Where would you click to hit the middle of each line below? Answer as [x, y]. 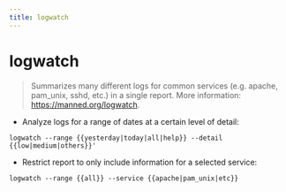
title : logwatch [39, 17]
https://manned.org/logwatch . [85, 104]
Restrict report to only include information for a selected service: [139, 162]
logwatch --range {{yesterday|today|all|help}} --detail [116, 138]
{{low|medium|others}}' [53, 146]
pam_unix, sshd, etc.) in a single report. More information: [135, 95]
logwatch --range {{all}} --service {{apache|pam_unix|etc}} [124, 178]
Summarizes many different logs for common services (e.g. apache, [154, 86]
